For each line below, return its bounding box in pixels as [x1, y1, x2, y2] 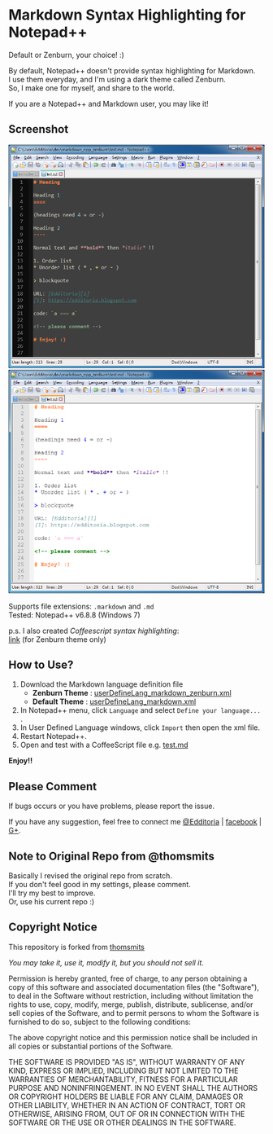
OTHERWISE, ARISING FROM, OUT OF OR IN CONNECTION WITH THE [8, 1109, 245, 1119]
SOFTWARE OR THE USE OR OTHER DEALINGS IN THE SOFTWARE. [8, 1118, 236, 1127]
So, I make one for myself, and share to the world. [8, 83, 175, 93]
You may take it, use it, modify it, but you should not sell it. [8, 957, 205, 967]
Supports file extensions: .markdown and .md [8, 601, 154, 611]
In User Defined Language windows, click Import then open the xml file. [19, 723, 261, 732]
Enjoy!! [8, 756, 33, 766]
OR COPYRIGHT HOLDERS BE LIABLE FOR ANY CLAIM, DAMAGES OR [8, 1092, 244, 1101]
